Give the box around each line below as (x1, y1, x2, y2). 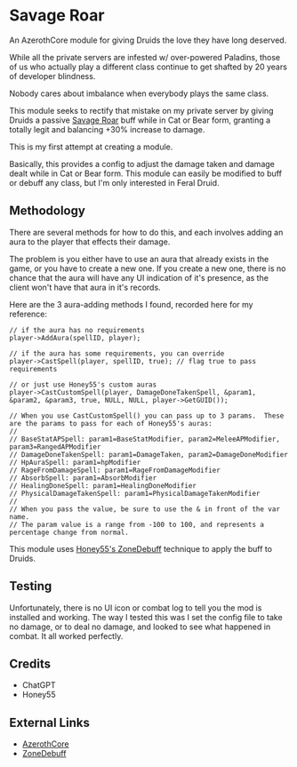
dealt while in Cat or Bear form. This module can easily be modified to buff (9, 168, 283, 179)
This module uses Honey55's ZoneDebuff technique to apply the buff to (9, 543, 273, 554)
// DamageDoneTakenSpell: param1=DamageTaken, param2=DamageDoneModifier (9, 450, 289, 459)
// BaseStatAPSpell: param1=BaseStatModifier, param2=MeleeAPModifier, (9, 435, 280, 443)
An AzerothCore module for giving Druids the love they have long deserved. (9, 35, 287, 45)
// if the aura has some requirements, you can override (9, 348, 225, 358)
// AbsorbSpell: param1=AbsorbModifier (9, 473, 157, 483)
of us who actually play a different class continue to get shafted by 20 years (9, 61, 287, 72)
